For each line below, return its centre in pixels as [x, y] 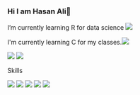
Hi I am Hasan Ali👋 [39, 11]
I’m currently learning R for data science [66, 28]
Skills [15, 71]
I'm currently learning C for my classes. [65, 43]
